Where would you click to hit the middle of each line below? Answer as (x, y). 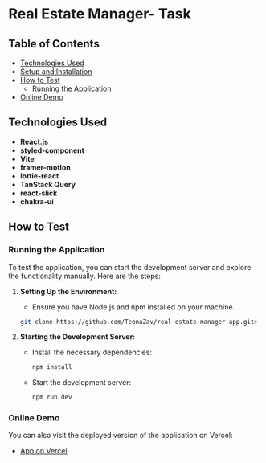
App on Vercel (43, 451)
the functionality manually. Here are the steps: (84, 276)
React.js (34, 141)
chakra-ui (37, 201)
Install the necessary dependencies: (92, 352)
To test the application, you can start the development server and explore (130, 267)
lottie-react (39, 176)
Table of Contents (54, 44)
